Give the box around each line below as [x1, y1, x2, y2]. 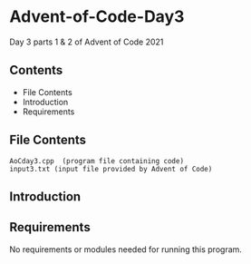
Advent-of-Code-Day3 [9, 6, 185, 27]
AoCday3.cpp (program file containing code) [9, 156, 184, 165]
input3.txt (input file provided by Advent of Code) [9, 164, 213, 173]
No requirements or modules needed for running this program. [9, 243, 243, 255]
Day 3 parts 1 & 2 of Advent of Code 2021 [9, 36, 164, 47]
